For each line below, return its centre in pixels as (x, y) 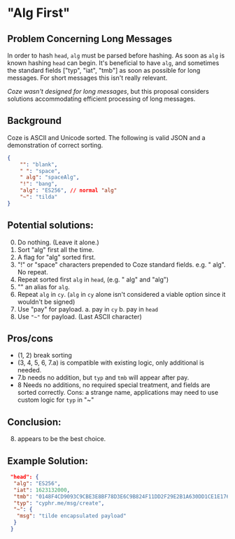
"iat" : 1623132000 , (42, 490)
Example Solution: (48, 461)
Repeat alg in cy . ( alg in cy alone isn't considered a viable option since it (121, 294)
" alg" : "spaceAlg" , (50, 177)
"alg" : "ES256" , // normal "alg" (69, 190)
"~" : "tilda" (39, 197)
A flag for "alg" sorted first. (56, 257)
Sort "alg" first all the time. (56, 249)
